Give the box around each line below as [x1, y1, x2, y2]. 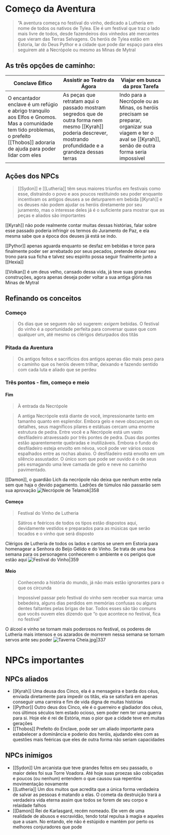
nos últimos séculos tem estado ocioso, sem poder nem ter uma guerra [12, 710, 162, 716]
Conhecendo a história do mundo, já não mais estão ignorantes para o [17, 580, 164, 586]
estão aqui [5, 556, 27, 562]
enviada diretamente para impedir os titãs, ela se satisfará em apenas [12, 694, 158, 700]
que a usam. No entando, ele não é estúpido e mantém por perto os [12, 818, 154, 824]
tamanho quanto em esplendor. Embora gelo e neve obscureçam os [17, 418, 159, 424]
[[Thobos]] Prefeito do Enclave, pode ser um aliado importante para [12, 726, 154, 732]
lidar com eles [8, 151, 41, 159]
